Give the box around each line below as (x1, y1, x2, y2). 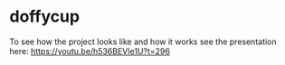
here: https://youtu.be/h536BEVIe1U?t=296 (9, 45, 170, 56)
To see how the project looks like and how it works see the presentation (9, 36, 278, 47)
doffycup (9, 6, 80, 27)
